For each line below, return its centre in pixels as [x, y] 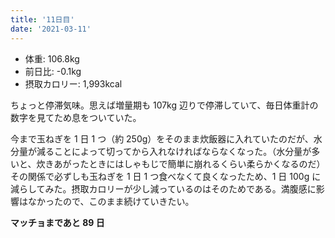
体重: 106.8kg [52, 58]
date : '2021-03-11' [51, 29]
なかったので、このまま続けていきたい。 [111, 201]
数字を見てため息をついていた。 [76, 117]
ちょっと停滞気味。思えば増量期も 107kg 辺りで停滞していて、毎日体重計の [164, 105]
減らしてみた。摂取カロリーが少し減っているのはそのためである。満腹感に [163, 188]
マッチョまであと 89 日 [57, 222]
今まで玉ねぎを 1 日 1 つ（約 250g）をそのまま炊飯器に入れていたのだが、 [162, 138]
